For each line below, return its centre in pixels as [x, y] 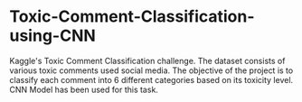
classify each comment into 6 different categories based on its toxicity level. [151, 79]
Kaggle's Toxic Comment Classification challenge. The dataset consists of [147, 60]
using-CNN [53, 36]
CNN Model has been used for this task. [84, 89]
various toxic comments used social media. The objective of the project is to [151, 70]
